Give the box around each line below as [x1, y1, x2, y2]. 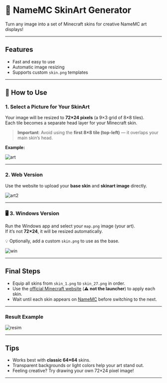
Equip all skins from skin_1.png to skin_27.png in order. [12, 280, 125, 286]
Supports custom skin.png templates [12, 69, 88, 75]
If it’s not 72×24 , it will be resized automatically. [5, 228, 103, 234]
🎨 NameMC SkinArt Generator [5, 4, 132, 16]
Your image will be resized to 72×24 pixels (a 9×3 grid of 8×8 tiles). [5, 115, 145, 121]
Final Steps [5, 267, 41, 276]
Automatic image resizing [12, 64, 65, 70]
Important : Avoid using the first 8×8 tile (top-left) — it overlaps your [17, 130, 159, 136]
